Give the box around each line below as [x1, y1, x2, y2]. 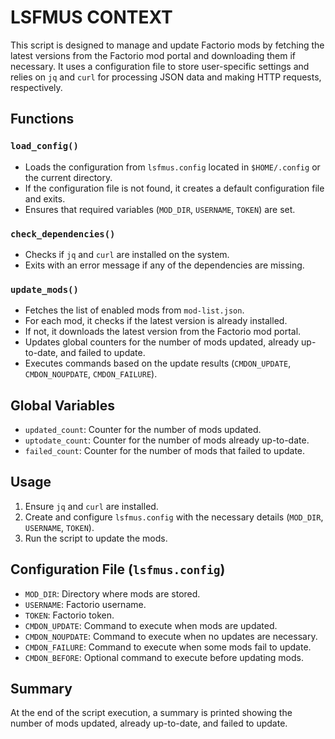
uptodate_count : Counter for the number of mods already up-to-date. [24, 434, 310, 446]
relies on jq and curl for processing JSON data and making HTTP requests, [10, 71, 322, 83]
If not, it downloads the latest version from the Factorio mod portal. [24, 326, 302, 338]
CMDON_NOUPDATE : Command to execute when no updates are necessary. [24, 630, 318, 642]
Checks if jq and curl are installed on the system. [24, 248, 230, 260]
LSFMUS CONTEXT [10, 6, 173, 29]
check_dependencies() [10, 228, 116, 240]
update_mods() [10, 284, 79, 295]
